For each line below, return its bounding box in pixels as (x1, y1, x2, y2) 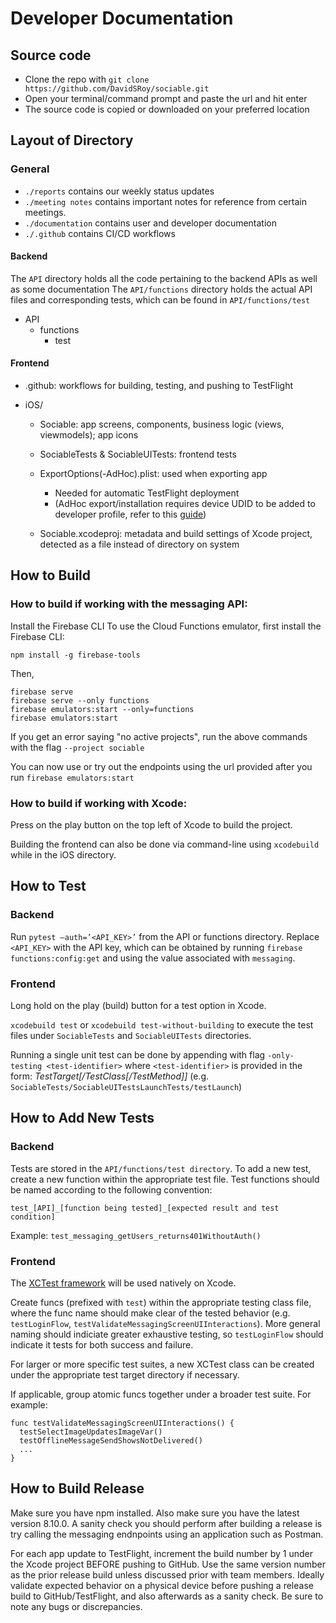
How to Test (10, 878, 87, 895)
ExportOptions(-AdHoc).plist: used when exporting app (39, 468, 268, 480)
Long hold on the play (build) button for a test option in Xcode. (10, 1000, 267, 1012)
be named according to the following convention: (10, 1183, 213, 1196)
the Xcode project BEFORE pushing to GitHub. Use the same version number (10, 1558, 326, 1570)
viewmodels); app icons (39, 429, 139, 441)
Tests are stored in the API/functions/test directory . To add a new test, (10, 1162, 312, 1174)
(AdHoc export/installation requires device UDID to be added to (54, 498, 316, 510)
